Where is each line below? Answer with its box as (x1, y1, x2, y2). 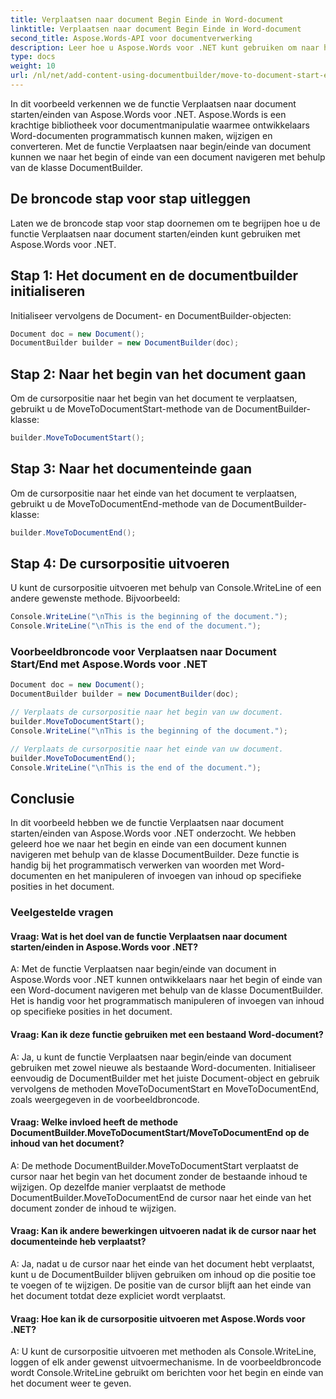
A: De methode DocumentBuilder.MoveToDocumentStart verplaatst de (10, 1159, 299, 1171)
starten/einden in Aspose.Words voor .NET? (10, 941, 199, 953)
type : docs (10, 52, 56, 62)
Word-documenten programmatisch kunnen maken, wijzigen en (10, 129, 273, 141)
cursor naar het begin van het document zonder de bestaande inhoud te (10, 1170, 308, 1182)
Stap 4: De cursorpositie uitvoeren (10, 556, 230, 573)
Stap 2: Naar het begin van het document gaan (10, 366, 307, 383)
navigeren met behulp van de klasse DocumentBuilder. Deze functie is (10, 849, 300, 861)
